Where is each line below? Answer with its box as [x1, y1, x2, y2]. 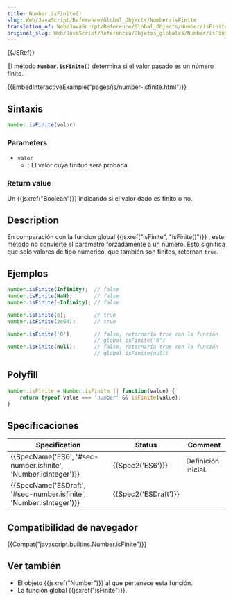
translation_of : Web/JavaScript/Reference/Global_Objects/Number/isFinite [7, 23, 228, 30]
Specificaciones [7, 420, 79, 431]
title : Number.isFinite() [7, 10, 82, 17]
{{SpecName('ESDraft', [10, 481, 86, 491]
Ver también [7, 560, 62, 572]
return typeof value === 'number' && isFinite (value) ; [19, 394, 182, 401]
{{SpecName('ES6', [10, 452, 74, 462]
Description [7, 214, 59, 226]
